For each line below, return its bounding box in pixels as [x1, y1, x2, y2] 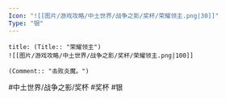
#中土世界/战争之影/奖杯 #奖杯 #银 [8, 82, 123, 92]
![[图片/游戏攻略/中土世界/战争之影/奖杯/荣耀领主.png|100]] [8, 52, 194, 60]
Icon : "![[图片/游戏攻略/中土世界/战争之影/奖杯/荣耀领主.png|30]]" [8, 11, 220, 20]
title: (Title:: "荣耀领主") [8, 43, 102, 51]
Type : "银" [8, 19, 44, 27]
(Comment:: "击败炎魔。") [8, 67, 90, 75]
